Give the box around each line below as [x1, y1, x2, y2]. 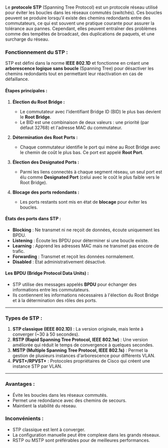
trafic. [12, 248, 25, 254]
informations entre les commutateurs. [12, 286, 90, 292]
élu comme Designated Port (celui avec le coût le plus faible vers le [19, 174, 160, 180]
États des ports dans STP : [5, 216, 61, 222]
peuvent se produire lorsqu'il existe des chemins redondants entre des [5, 15, 151, 21]
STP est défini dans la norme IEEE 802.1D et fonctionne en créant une [5, 60, 149, 66]
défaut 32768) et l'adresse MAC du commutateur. [19, 124, 122, 130]
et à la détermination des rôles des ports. [12, 297, 97, 303]
